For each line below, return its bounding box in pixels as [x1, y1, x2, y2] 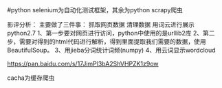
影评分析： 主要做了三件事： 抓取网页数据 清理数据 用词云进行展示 [7, 20, 195, 29]
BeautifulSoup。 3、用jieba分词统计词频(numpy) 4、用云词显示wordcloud [7, 46, 216, 54]
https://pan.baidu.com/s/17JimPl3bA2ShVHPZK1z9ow [7, 60, 159, 68]
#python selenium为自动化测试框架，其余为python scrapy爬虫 [7, 6, 184, 14]
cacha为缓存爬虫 [7, 74, 55, 82]
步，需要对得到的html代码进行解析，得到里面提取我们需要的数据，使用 [7, 38, 206, 46]
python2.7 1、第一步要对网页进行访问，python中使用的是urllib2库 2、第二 [7, 29, 215, 37]
